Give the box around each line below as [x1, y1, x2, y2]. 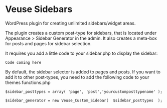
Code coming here [5, 60, 42, 65]
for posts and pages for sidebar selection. [5, 40, 92, 46]
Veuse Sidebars [5, 4, 73, 15]
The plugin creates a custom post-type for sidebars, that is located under [5, 30, 157, 36]
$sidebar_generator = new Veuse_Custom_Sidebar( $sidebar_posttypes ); [5, 98, 163, 103]
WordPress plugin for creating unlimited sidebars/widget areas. [5, 20, 136, 26]
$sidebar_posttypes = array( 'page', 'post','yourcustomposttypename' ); [5, 89, 163, 94]
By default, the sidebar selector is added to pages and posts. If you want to [5, 69, 160, 75]
